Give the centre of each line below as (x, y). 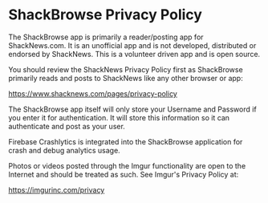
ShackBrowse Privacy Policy (106, 15)
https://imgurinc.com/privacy (57, 189)
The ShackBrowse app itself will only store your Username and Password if (132, 109)
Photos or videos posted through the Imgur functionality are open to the (127, 165)
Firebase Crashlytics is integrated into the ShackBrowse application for (126, 141)
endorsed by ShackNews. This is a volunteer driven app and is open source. (134, 54)
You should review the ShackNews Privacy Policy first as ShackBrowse (126, 69)
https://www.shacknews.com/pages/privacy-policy (93, 93)
